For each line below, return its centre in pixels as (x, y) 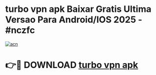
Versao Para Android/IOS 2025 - (74, 20)
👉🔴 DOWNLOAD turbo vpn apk (72, 65)
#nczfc (20, 30)
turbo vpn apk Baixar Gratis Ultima (78, 9)
